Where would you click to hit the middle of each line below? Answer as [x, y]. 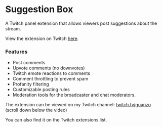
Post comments [29, 63]
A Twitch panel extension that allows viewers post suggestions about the [81, 23]
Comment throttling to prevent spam [50, 79]
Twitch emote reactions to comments [51, 73]
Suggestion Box [39, 9]
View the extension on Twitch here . [42, 38]
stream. [13, 28]
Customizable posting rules [41, 90]
